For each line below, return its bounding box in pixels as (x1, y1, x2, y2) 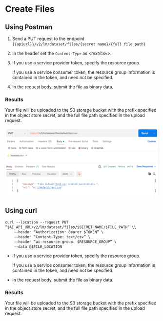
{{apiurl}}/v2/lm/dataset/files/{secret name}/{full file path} (12, 42, 146, 47)
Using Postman (5, 23, 53, 31)
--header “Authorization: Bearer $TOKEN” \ (14, 229, 104, 235)
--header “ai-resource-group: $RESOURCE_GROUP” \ (14, 239, 117, 244)
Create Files (5, 3, 55, 15)
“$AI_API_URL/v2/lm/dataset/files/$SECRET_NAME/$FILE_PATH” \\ (5, 224, 137, 230)
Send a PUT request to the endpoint (12, 36, 84, 41)
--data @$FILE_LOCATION (14, 244, 62, 249)
